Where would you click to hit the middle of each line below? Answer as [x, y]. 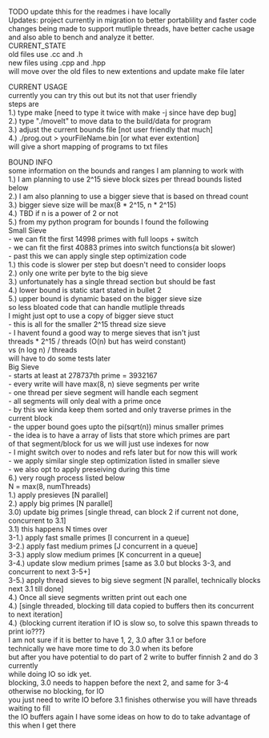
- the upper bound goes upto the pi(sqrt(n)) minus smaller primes [116, 426]
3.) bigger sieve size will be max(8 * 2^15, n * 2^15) [92, 205]
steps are [24, 104]
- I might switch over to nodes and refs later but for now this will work [123, 452]
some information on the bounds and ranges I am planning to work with [126, 171]
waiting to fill [29, 708]
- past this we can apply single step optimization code [97, 256]
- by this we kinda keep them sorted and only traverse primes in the [120, 410]
